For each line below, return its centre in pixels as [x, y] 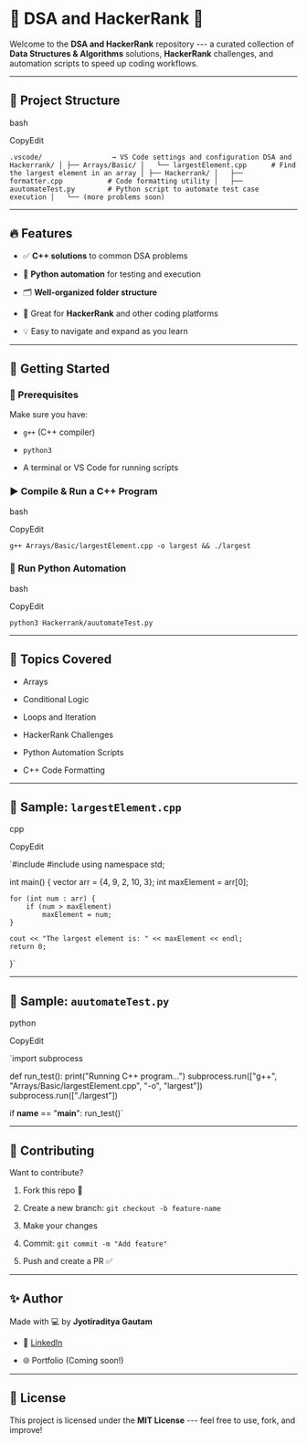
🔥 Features [41, 233]
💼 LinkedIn [42, 1343]
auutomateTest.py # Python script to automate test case [134, 189]
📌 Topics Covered [61, 660]
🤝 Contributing [52, 1150]
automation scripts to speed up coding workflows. [104, 63]
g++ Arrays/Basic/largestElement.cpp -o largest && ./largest [130, 546]
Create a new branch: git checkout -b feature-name [122, 1208]
